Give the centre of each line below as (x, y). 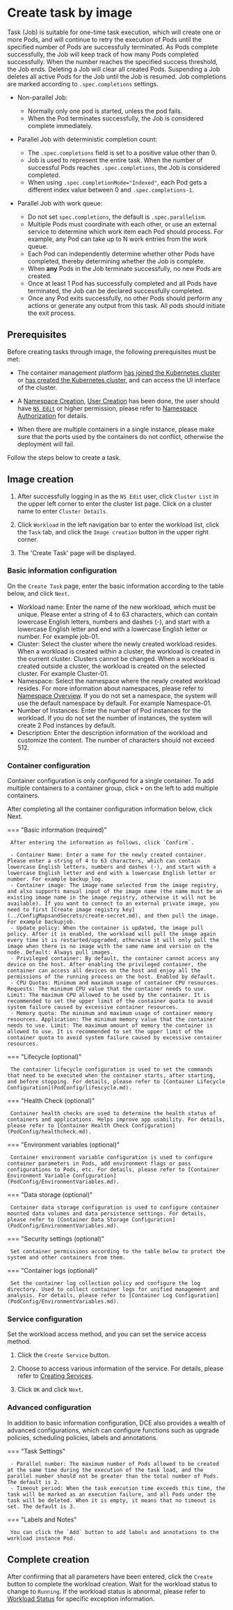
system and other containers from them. (67, 1258)
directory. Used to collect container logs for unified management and (113, 1290)
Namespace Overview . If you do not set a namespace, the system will (117, 695)
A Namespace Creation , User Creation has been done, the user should (118, 401)
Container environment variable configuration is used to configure (112, 1158)
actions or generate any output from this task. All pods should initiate (127, 305)
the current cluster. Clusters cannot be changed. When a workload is (116, 658)
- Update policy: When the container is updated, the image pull (107, 928)
